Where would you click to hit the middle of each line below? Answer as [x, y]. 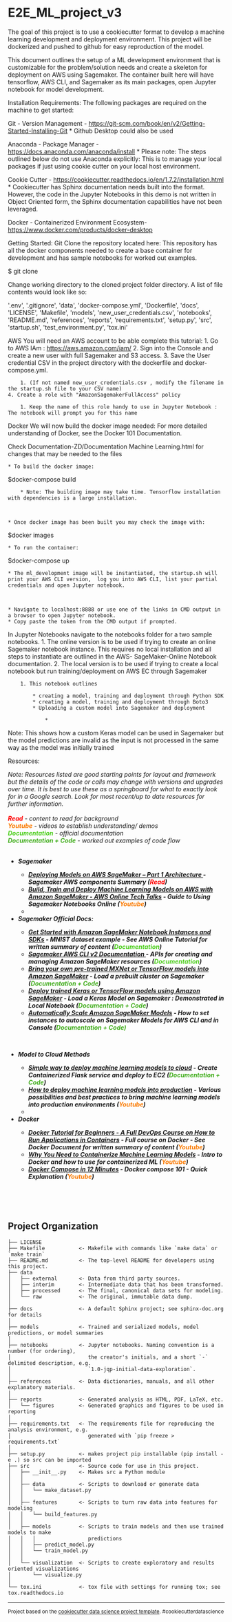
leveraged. [23, 209]
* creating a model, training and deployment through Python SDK [128, 696]
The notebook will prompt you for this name [73, 413]
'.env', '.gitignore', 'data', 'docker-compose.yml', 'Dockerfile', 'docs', [103, 305]
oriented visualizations [43, 1569]
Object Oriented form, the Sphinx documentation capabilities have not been [115, 201]
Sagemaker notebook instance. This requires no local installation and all [110, 649]
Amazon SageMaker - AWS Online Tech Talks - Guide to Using [119, 896]
